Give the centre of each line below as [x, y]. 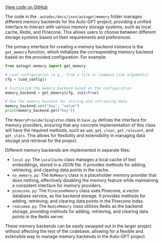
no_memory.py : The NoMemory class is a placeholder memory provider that [84, 175]
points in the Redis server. [38, 216]
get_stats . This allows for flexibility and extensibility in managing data [75, 135]
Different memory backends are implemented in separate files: [68, 150]
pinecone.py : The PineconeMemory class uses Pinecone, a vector [76, 191]
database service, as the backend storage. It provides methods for [79, 196]
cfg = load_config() [26, 79]
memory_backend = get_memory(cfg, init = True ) [52, 93]
